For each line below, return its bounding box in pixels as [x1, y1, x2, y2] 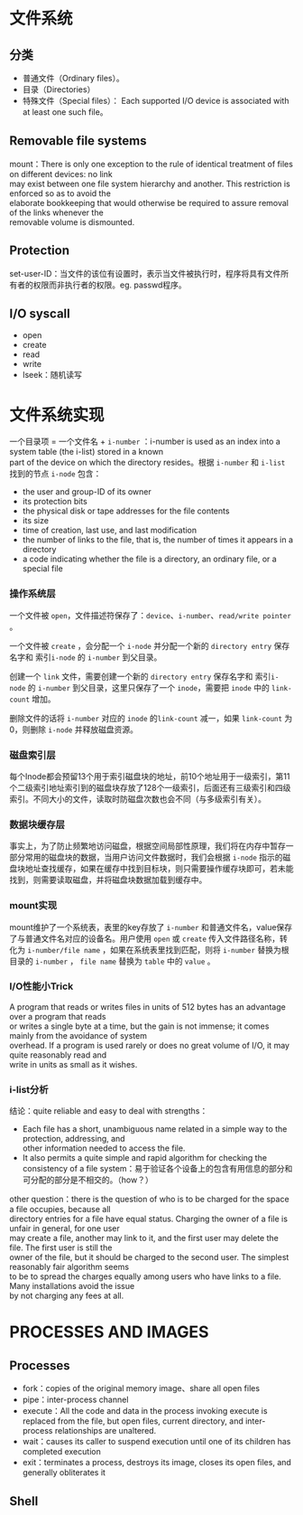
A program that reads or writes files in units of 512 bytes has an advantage [9, 1001, 286, 1012]
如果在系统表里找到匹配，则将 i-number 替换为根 [109, 944, 289, 955]
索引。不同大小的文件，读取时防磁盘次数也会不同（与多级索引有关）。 [9, 793, 266, 805]
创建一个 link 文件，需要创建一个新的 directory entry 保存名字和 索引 [9, 671, 271, 682]
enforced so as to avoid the [9, 187, 111, 199]
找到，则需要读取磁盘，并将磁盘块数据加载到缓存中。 [9, 874, 207, 886]
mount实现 [9, 899, 58, 912]
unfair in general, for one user [9, 1223, 120, 1234]
